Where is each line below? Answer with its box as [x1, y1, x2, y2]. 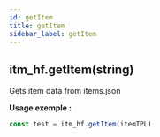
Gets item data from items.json [9, 86, 121, 96]
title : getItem [9, 21, 65, 30]
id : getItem [9, 12, 53, 22]
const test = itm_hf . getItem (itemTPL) [9, 120, 152, 129]
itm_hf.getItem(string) [9, 62, 134, 77]
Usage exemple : [9, 103, 72, 113]
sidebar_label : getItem [9, 29, 97, 38]
